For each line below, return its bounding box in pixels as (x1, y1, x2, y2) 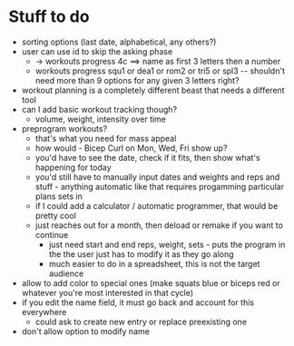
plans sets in (34, 191, 83, 202)
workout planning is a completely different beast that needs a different (21, 84, 285, 95)
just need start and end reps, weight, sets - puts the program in (48, 239, 286, 250)
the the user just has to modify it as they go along (48, 248, 234, 260)
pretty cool (34, 210, 76, 221)
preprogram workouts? (21, 123, 108, 133)
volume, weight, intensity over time (34, 114, 167, 124)
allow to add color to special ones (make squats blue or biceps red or (21, 277, 280, 288)
